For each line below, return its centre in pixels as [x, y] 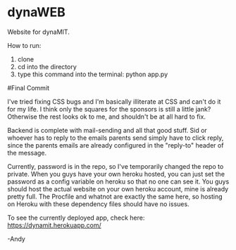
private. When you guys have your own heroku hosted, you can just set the [116, 174]
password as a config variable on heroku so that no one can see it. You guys [118, 181]
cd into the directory [47, 66]
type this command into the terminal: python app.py [93, 74]
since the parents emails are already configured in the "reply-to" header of [116, 145]
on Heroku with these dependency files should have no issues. [98, 204]
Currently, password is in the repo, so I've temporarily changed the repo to [116, 166]
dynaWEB [36, 12]
